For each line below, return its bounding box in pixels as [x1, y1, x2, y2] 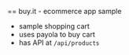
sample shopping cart [18, 22, 90, 30]
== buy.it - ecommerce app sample [7, 7, 122, 15]
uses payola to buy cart [18, 30, 95, 39]
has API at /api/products [18, 38, 100, 47]
